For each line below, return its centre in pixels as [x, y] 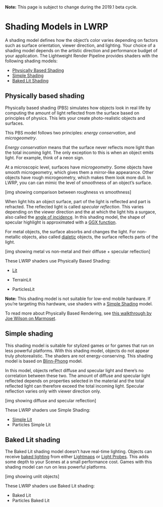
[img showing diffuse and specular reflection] [51, 400]
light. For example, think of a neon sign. [45, 157]
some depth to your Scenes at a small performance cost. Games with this [79, 462]
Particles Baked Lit [31, 501]
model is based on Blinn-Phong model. [44, 361]
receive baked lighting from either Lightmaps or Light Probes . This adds [77, 457]
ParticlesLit [23, 289]
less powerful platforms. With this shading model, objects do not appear [77, 351]
